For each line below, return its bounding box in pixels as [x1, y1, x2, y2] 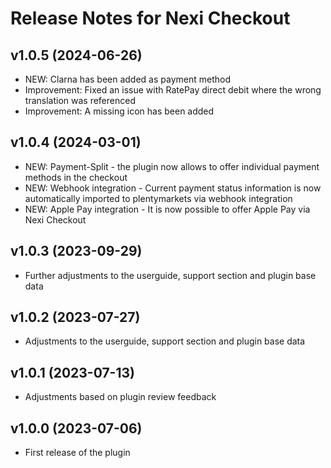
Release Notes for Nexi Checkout [10, 7, 291, 30]
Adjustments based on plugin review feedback [24, 391, 217, 403]
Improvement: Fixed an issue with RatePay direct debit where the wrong [24, 84, 322, 96]
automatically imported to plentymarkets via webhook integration [24, 192, 293, 204]
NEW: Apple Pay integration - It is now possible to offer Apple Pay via [24, 203, 311, 215]
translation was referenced [24, 95, 136, 106]
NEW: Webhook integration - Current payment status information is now [24, 182, 322, 194]
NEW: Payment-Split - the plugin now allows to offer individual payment [24, 160, 320, 172]
